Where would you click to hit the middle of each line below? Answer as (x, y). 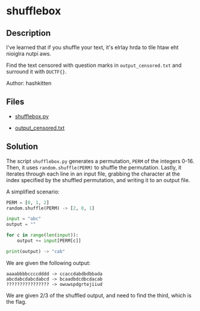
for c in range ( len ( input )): (42, 235)
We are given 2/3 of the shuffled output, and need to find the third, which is (99, 295)
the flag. (16, 301)
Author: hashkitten (29, 83)
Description (28, 33)
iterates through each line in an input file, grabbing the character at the (93, 174)
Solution (22, 147)
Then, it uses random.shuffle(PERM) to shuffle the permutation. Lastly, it (94, 167)
